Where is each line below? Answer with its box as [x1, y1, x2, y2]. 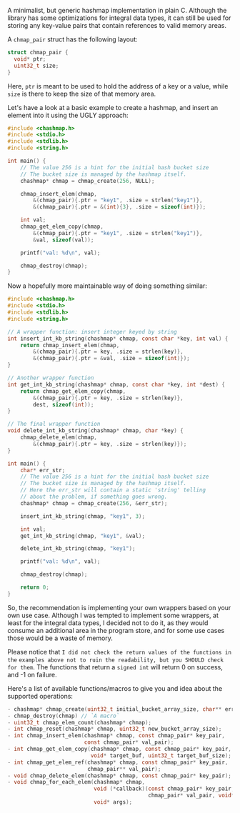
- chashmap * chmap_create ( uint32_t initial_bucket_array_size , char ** [7, 705, 222, 713]
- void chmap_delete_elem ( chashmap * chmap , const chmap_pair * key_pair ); [7, 772, 232, 779]
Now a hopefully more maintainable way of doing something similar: [7, 281, 207, 290]
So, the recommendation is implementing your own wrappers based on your [7, 603, 231, 612]
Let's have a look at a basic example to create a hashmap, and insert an [7, 103, 219, 111]
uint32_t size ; [14, 62, 59, 69]
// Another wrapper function [7, 374, 94, 381]
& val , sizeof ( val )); [33, 236, 94, 244]
